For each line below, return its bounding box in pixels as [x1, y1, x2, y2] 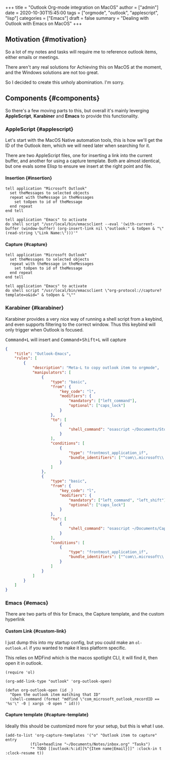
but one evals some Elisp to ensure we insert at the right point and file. [5, 163, 152, 169]
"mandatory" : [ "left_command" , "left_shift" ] [68, 498, 166, 503]
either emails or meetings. [5, 54, 60, 60]
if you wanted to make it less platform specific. [29, 645, 126, 651]
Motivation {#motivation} [5, 35, 87, 44]
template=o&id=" [5, 292, 39, 298]
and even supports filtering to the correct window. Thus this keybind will [5, 321, 156, 327]
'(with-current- [120, 222, 155, 227]
